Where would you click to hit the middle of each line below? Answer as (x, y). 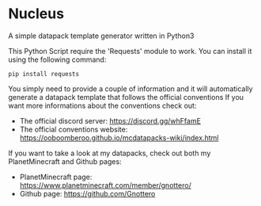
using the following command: (57, 59)
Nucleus (36, 14)
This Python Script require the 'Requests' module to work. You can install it (130, 51)
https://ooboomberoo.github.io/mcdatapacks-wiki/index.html (119, 137)
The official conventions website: (74, 129)
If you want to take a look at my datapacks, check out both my (110, 153)
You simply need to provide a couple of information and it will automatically (130, 89)
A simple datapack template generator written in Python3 (101, 36)
